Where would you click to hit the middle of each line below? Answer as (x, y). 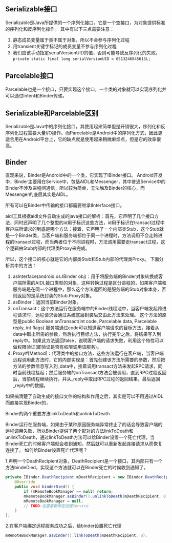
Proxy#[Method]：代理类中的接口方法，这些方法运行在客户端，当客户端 (88, 353)
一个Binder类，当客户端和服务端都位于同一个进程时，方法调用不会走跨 (84, 235)
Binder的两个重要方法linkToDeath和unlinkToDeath (58, 414)
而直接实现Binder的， (28, 403)
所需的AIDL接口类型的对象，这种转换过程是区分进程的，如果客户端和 (94, 283)
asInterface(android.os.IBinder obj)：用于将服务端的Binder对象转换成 (85, 276)
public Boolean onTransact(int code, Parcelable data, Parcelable (89, 321)
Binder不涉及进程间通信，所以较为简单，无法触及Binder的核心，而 (75, 188)
